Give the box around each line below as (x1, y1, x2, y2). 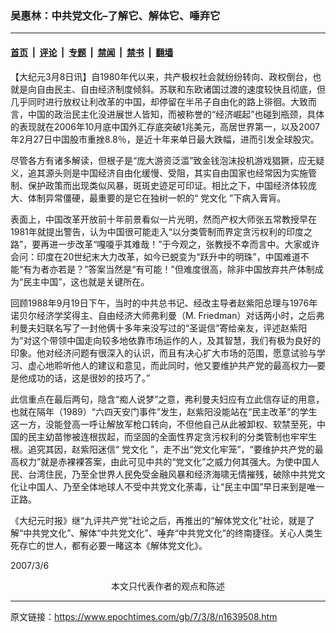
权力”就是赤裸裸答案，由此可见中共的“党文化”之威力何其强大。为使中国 (18, 455, 312, 467)
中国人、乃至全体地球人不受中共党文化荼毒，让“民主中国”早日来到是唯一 (27, 480, 325, 492)
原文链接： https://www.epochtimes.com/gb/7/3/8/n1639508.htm (10, 610, 278, 622)
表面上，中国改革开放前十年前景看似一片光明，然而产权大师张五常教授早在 (10, 213, 317, 225)
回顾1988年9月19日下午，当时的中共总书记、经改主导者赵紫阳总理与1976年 (10, 297, 318, 309)
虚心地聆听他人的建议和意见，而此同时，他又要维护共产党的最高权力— (27, 359, 317, 371)
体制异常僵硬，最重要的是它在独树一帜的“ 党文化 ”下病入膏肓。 (27, 192, 287, 204)
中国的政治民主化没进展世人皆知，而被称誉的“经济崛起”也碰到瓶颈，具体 (27, 108, 325, 120)
